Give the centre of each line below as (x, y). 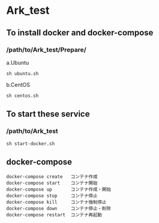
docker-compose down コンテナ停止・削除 (58, 209)
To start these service (48, 114)
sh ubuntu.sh (22, 73)
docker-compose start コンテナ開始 (52, 183)
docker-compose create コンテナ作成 (52, 177)
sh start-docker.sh (31, 144)
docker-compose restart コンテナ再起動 (54, 215)
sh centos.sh (22, 96)
